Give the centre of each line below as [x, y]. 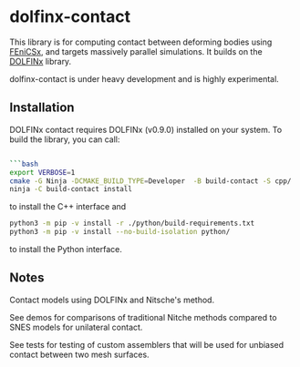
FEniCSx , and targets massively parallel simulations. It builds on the [136, 51]
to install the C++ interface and [68, 207]
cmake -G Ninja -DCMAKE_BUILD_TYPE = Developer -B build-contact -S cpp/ [150, 181]
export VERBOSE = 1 [42, 172]
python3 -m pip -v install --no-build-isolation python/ [120, 232]
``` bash [24, 164]
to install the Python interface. [66, 249]
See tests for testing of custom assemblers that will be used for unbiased [147, 344]
